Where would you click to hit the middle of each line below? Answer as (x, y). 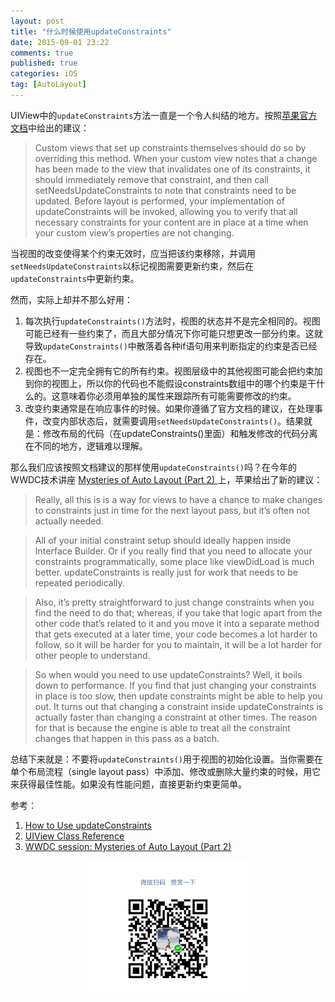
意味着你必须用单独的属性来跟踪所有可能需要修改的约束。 (178, 396)
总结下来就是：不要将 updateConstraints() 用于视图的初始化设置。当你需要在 (167, 759)
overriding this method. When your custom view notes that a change (176, 158)
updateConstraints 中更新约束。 (75, 278)
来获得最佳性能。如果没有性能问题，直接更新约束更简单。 (128, 784)
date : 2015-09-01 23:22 (60, 42)
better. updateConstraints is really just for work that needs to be (166, 572)
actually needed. (69, 521)
